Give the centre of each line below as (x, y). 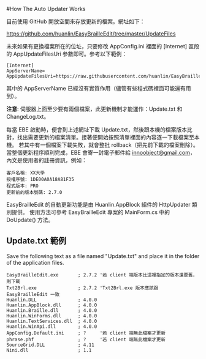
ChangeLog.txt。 (28, 117)
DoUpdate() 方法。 (30, 220)
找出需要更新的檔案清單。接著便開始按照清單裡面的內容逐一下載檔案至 (105, 137)
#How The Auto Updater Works (46, 9)
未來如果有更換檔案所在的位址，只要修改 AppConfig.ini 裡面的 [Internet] (97, 46)
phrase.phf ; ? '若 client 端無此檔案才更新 (86, 339)
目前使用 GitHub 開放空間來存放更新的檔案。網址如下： (76, 21)
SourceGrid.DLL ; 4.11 (51, 345)
